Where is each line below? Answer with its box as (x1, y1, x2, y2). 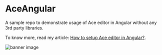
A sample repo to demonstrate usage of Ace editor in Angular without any (5, 19, 157, 25)
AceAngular (5, 3, 56, 14)
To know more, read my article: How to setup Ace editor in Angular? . (5, 34, 146, 40)
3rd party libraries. (5, 24, 43, 30)
